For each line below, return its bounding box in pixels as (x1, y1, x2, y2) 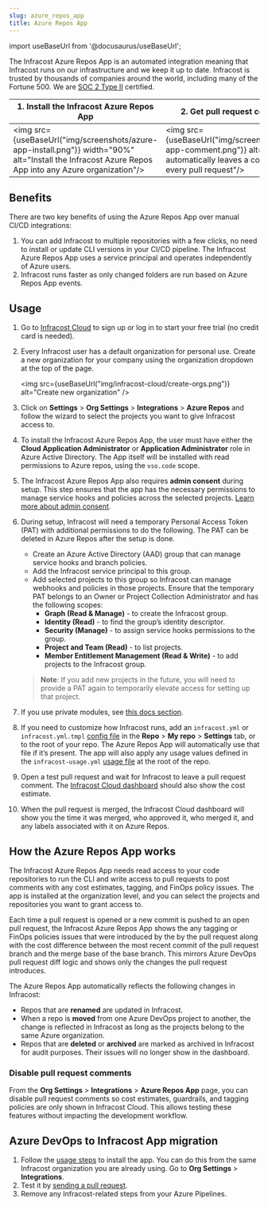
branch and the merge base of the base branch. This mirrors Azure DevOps (9, 949, 257, 958)
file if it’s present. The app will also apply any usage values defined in (20, 748, 249, 758)
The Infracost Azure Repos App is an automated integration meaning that (9, 57, 249, 66)
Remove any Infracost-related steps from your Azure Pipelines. (20, 1189, 227, 1199)
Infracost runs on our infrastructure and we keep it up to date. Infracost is (9, 65, 250, 74)
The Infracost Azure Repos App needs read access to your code (9, 866, 220, 875)
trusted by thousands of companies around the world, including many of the (9, 73, 258, 83)
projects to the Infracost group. (44, 659, 146, 670)
